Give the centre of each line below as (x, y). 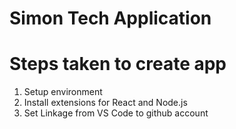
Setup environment (63, 92)
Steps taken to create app (118, 64)
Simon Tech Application (110, 18)
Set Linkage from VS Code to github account (116, 113)
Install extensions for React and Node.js (105, 103)
